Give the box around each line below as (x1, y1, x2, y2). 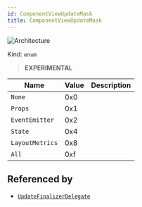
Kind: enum (7, 50, 37, 58)
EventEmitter (11, 115, 55, 124)
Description (91, 80, 131, 90)
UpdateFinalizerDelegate (17, 193, 91, 201)
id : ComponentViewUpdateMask (7, 10, 93, 18)
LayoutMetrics (11, 139, 58, 146)
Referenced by (7, 173, 73, 185)
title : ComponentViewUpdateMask (7, 17, 102, 24)
